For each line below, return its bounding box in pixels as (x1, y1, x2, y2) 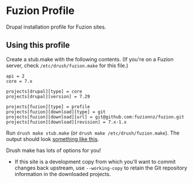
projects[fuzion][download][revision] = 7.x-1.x (6, 119, 127, 125)
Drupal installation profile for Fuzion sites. (6, 23, 106, 30)
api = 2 (6, 73, 25, 79)
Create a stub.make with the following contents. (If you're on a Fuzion (6, 55, 174, 62)
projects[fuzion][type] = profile (6, 104, 91, 110)
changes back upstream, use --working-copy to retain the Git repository (14, 164, 188, 171)
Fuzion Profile (6, 4, 75, 17)
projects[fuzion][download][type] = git (6, 109, 106, 115)
